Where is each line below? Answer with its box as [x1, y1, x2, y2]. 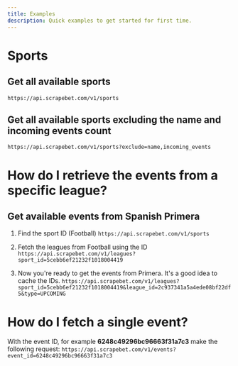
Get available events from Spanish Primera [7, 210, 200, 222]
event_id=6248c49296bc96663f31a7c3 [7, 353, 113, 360]
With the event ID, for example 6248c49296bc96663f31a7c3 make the [7, 338, 218, 346]
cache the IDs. [17, 277, 60, 285]
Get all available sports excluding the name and [7, 113, 222, 126]
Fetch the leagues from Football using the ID [17, 243, 148, 252]
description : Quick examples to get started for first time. [7, 17, 193, 24]
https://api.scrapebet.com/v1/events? [61, 346, 176, 353]
